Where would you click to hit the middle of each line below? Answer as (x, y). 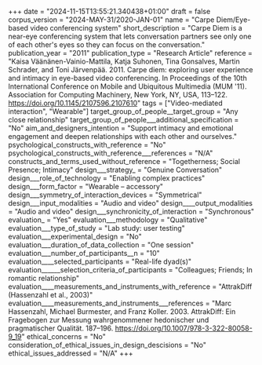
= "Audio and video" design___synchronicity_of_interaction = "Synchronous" (131, 212)
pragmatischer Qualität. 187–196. (61, 328)
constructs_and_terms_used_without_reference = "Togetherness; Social (124, 161)
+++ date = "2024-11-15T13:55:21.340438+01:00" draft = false (109, 11)
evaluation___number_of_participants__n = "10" (84, 253)
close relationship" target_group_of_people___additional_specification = (124, 120)
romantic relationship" (44, 278)
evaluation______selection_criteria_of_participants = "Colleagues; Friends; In (130, 270)
